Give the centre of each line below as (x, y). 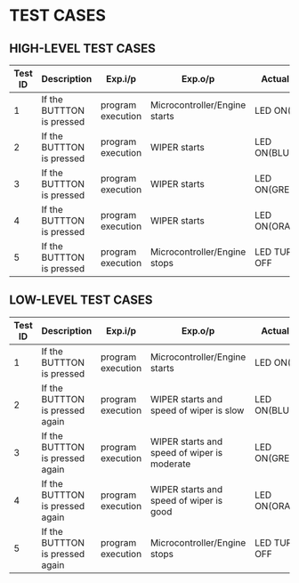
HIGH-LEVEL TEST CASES (82, 49)
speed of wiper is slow (197, 410)
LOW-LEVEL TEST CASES (81, 300)
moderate (170, 464)
